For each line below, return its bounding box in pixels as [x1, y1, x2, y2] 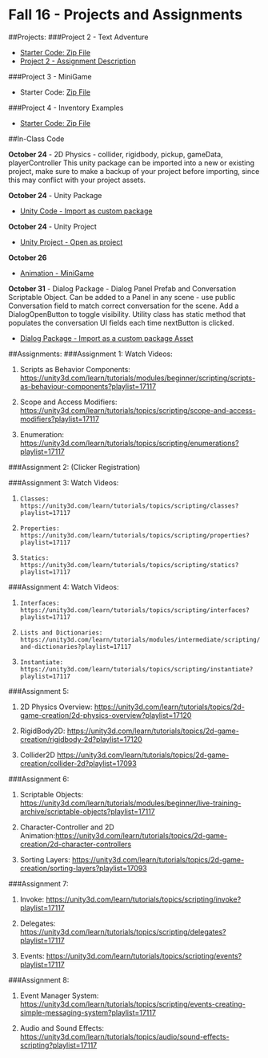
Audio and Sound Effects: [19, 1023, 104, 1032]
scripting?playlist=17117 [19, 1040, 98, 1050]
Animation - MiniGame [19, 268, 94, 278]
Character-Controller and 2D [19, 822, 114, 832]
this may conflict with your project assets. [8, 175, 146, 184]
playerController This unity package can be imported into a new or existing [8, 158, 254, 168]
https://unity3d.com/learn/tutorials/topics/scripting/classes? [19, 501, 239, 510]
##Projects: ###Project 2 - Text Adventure [8, 32, 149, 42]
